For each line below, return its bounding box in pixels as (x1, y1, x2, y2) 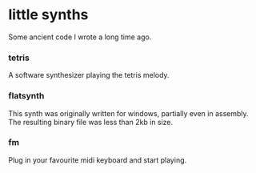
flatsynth (8, 91, 45, 102)
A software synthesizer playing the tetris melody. (8, 70, 170, 80)
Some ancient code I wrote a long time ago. (8, 32, 152, 42)
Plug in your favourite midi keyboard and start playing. (8, 155, 187, 165)
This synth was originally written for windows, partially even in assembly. (8, 108, 250, 118)
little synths (8, 6, 89, 24)
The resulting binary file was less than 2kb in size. (8, 117, 174, 127)
